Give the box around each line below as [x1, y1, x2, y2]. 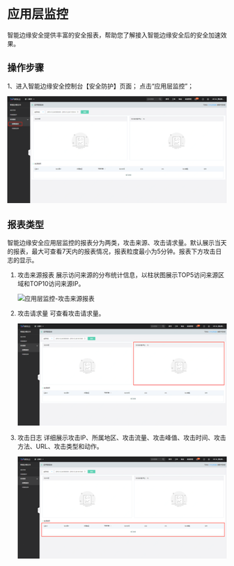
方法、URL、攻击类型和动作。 [17, 442, 103, 451]
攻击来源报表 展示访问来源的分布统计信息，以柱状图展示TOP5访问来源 [17, 271, 219, 279]
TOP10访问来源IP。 [29, 280, 85, 288]
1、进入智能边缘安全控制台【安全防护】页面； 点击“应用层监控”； [7, 82, 194, 90]
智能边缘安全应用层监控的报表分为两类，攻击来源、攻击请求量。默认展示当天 [7, 239, 227, 247]
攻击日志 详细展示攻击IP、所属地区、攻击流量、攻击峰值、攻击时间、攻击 [17, 433, 226, 442]
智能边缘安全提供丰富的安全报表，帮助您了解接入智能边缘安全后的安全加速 [7, 31, 221, 39]
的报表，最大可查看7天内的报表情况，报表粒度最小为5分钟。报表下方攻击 [7, 247, 216, 255]
